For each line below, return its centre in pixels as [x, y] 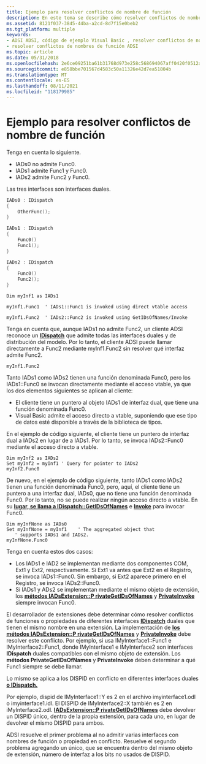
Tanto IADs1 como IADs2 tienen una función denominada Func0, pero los [99, 378]
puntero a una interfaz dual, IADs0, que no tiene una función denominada [99, 494]
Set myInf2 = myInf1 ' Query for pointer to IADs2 [72, 464]
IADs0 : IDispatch [30, 200]
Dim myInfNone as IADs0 [37, 524]
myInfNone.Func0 [27, 540]
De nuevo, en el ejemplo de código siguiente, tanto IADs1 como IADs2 [94, 480]
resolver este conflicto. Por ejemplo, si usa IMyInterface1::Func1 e [89, 641]
